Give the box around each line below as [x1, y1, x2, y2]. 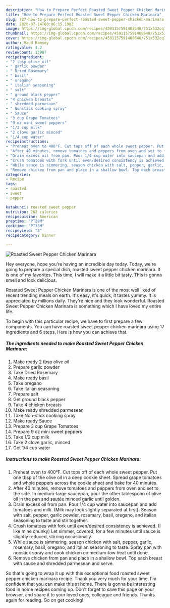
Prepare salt [13, 390, 39, 397]
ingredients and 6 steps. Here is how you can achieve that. [6, 329, 128, 335]
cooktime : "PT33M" [6, 224, 44, 229]
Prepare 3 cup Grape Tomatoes [13, 423, 79, 429]
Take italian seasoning [13, 385, 60, 392]
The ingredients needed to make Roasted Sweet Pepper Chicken [6, 340, 144, 346]
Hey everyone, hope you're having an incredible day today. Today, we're [6, 261, 156, 267]
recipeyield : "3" [6, 228, 42, 233]
